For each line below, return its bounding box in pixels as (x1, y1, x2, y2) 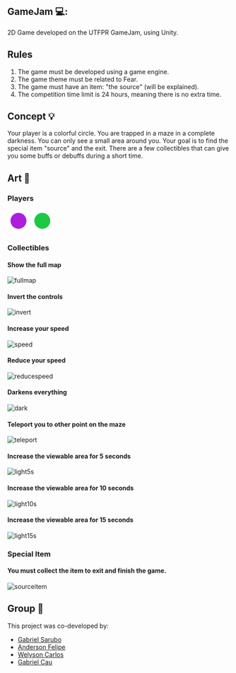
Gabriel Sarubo (17, 635, 62, 643)
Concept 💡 (7, 110, 55, 122)
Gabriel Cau (17, 657, 53, 666)
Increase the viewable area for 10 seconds (7, 484, 134, 493)
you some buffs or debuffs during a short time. (7, 151, 143, 160)
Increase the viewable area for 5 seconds (7, 452, 131, 460)
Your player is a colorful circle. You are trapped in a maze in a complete (7, 129, 216, 138)
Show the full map (7, 260, 61, 269)
